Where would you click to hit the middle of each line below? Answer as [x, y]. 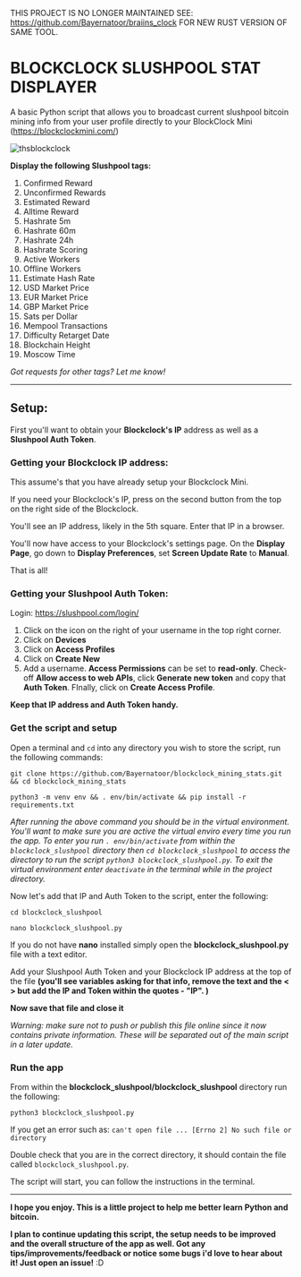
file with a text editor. [49, 954]
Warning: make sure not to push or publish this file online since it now [138, 1025]
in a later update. [42, 1044]
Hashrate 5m [46, 221]
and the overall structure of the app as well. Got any [108, 1243]
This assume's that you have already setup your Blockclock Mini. [130, 482]
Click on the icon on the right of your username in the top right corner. [152, 630]
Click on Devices [54, 640]
